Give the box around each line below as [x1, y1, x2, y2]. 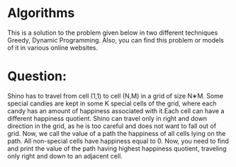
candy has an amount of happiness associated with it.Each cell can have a [7, 106, 225, 115]
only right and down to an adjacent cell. [7, 151, 123, 160]
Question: [7, 69, 67, 84]
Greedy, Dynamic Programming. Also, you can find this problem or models [7, 35, 225, 44]
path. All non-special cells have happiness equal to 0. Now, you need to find [7, 137, 229, 145]
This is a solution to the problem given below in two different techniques [7, 28, 218, 37]
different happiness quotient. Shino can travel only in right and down [7, 114, 208, 122]
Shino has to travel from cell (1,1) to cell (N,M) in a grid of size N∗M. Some [7, 91, 224, 100]
